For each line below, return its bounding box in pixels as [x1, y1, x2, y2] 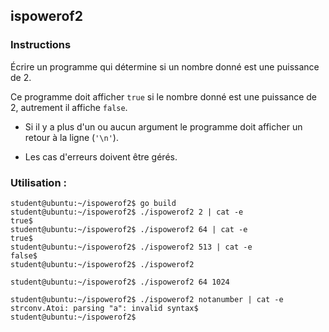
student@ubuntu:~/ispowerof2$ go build [10, 198, 177, 208]
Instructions [10, 38, 72, 52]
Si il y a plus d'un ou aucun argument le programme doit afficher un [24, 120, 303, 133]
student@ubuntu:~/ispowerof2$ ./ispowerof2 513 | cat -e [10, 242, 253, 252]
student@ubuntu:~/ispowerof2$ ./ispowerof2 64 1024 [10, 277, 230, 287]
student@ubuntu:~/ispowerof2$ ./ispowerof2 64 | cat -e [10, 224, 248, 234]
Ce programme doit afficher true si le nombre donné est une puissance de [10, 90, 318, 103]
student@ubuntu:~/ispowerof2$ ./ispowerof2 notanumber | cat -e [10, 294, 284, 304]
